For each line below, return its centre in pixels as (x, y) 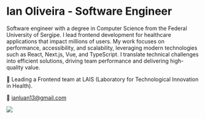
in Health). (19, 86)
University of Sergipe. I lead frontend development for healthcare (89, 34)
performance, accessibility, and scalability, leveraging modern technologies (102, 48)
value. (33, 67)
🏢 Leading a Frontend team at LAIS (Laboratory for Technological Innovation (102, 79)
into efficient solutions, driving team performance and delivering (87, 61)
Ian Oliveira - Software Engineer (89, 11)
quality (15, 67)
